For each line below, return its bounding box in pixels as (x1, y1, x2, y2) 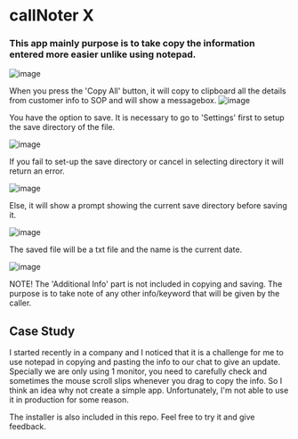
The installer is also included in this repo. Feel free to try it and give (9, 411, 255, 423)
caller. (9, 297, 32, 308)
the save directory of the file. (9, 122, 116, 133)
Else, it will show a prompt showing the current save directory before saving (9, 200, 287, 211)
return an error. (9, 166, 65, 176)
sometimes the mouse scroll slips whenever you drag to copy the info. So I (9, 376, 283, 386)
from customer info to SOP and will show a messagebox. (9, 95, 217, 106)
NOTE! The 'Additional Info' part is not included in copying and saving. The (9, 279, 283, 289)
